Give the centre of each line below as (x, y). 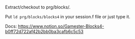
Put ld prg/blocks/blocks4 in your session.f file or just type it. (68, 17)
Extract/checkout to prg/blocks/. (38, 7)
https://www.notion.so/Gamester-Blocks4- (61, 26)
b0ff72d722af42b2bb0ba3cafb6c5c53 (44, 31)
